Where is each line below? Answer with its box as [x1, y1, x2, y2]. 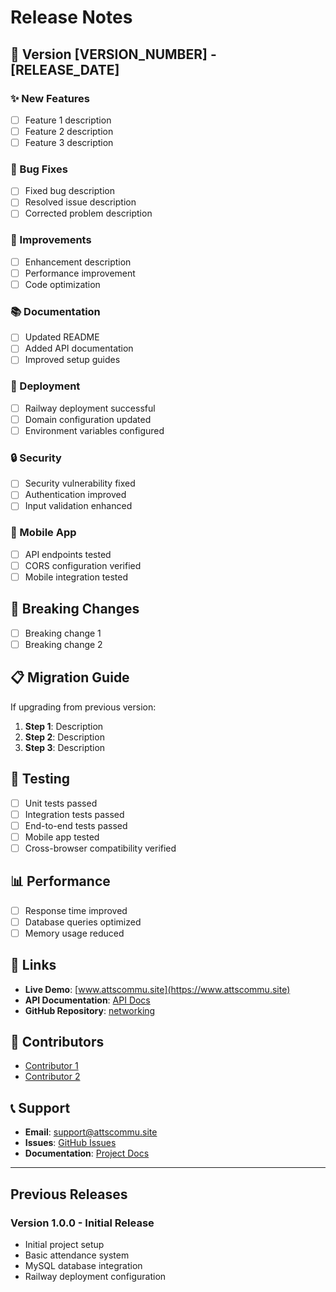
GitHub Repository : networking [24, 1004, 156, 1016]
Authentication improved [24, 489, 127, 501]
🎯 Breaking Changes [10, 601, 140, 618]
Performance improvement [24, 267, 136, 279]
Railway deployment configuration [24, 1270, 167, 1282]
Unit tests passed [24, 797, 98, 809]
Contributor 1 [24, 1060, 79, 1072]
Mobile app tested [24, 831, 100, 843]
